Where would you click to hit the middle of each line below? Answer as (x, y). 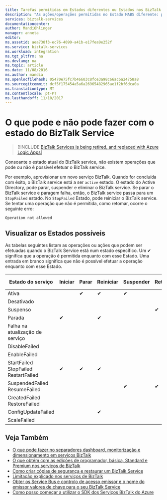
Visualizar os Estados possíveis (55, 233)
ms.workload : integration (32, 51)
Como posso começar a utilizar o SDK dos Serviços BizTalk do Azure (83, 492)
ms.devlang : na (21, 61)
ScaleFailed (21, 420)
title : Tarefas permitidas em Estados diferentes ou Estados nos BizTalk (83, 10)
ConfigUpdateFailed (31, 412)
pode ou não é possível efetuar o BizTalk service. (55, 167)
